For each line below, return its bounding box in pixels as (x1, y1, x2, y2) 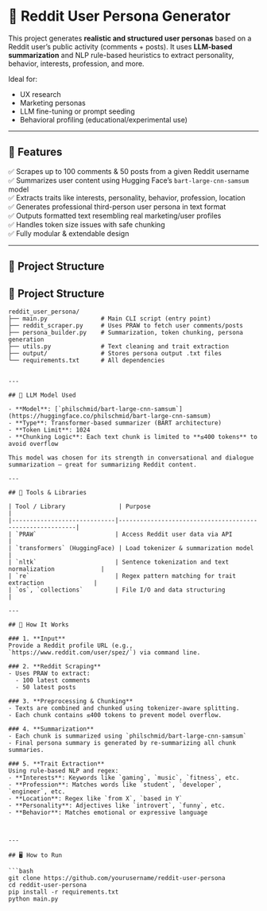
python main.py (8, 894, 59, 903)
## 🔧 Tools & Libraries (8, 488, 87, 496)
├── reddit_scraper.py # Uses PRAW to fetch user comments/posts (8, 321, 244, 329)
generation (8, 335, 44, 343)
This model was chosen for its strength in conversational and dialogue (8, 453, 254, 462)
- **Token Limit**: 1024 (8, 425, 91, 434)
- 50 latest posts (15, 683, 77, 691)
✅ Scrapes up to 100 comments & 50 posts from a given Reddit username (8, 166, 250, 176)
